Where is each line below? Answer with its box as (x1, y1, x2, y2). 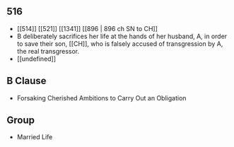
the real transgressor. (16, 47, 80, 55)
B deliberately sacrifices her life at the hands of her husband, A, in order (16, 32, 228, 40)
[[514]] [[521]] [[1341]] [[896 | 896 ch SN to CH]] (16, 24, 158, 33)
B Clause (6, 75, 47, 87)
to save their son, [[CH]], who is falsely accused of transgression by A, (16, 39, 223, 48)
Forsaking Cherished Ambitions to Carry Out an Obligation (16, 93, 187, 102)
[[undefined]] (16, 54, 57, 63)
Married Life (16, 133, 53, 141)
